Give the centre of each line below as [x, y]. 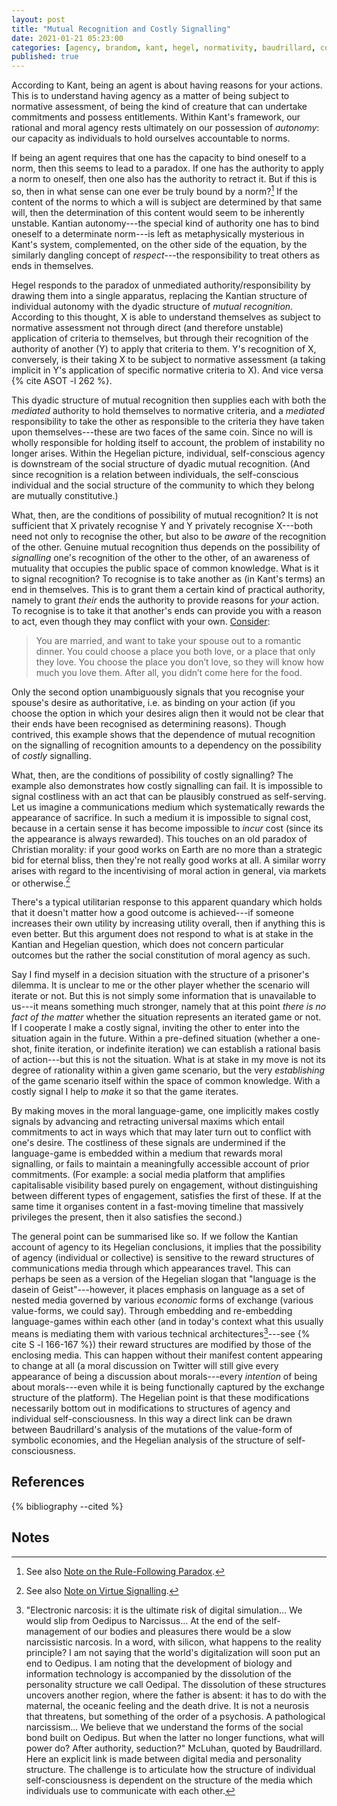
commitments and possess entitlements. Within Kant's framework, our [156, 117]
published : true [45, 57]
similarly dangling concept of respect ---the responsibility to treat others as [166, 255]
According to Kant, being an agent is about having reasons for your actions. [167, 85]
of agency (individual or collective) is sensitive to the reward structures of [163, 1258]
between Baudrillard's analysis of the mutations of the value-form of [152, 1430]
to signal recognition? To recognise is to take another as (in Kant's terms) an [168, 578]
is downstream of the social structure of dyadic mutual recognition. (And [161, 463]
